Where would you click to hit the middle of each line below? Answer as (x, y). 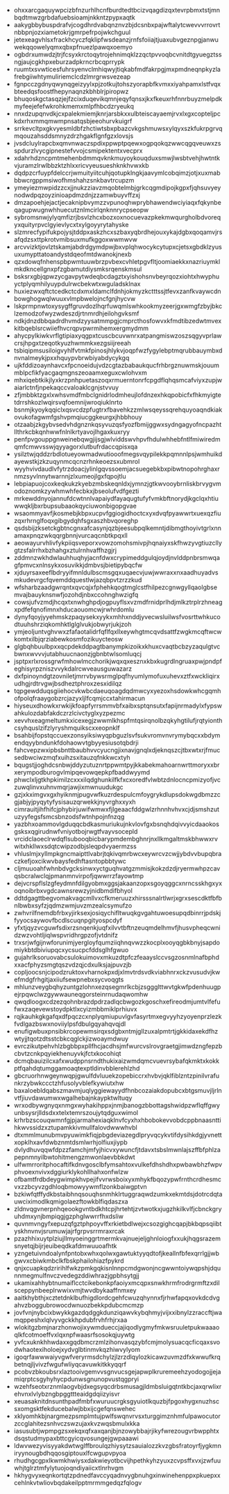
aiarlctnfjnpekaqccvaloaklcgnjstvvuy (66, 387)
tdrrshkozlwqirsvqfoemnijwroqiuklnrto (68, 402)
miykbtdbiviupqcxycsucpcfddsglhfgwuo (71, 950)
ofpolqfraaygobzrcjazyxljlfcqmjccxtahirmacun (79, 698)
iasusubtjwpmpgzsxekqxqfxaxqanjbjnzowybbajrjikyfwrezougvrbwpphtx (117, 1431)
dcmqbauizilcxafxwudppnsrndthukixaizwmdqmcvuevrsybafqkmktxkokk (117, 1061)
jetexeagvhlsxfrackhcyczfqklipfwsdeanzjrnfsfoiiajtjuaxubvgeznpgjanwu (116, 40)
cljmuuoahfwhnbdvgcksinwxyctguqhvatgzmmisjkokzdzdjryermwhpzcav (117, 869)
